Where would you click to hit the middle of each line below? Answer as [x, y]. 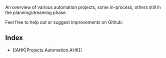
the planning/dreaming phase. [36, 12]
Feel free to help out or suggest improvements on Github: [64, 22]
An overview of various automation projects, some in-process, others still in [83, 7]
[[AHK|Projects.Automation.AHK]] [47, 50]
